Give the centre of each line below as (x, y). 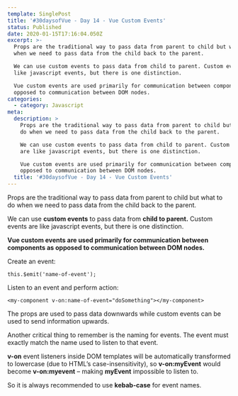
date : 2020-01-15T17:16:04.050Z (55, 34)
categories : (25, 99)
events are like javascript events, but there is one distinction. (96, 226)
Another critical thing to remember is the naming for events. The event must (118, 335)
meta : (15, 112)
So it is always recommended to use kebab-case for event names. (104, 385)
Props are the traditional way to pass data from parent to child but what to (115, 197)
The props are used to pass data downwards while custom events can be (114, 314)
